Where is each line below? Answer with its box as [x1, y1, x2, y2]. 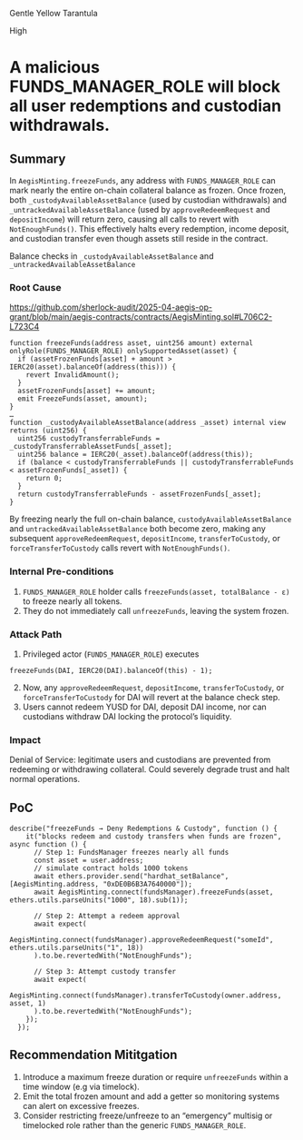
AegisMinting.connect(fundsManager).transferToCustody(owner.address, [9, 991, 282, 1000]
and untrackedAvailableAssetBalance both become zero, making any [9, 523, 266, 534]
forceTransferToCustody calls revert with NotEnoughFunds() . [9, 542, 230, 553]
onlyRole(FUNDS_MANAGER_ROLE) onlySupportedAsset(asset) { [9, 347, 238, 356]
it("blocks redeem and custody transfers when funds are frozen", [25, 832, 282, 841]
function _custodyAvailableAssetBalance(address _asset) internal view [9, 418, 286, 428]
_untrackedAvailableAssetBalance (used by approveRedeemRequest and [9, 204, 270, 214]
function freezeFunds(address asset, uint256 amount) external [9, 339, 254, 348]
